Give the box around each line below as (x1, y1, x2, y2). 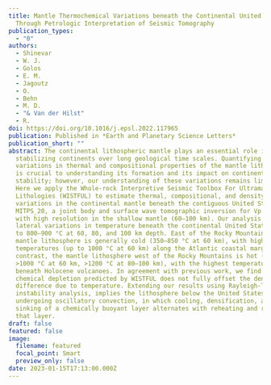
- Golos (15, 65, 42, 73)
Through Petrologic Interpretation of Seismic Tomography (15, 19, 215, 27)
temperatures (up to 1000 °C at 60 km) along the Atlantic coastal (15, 245, 248, 253)
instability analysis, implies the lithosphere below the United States (15, 290, 265, 298)
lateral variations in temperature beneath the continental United (15, 222, 248, 230)
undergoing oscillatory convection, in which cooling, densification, (15, 297, 258, 305)
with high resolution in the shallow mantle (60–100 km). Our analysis (15, 215, 262, 223)
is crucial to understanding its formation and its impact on (15, 169, 229, 178)
